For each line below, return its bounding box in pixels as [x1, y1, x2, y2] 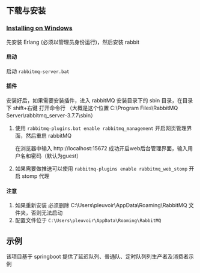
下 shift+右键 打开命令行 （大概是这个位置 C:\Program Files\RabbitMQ [6, 104, 178, 112]
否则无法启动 [31, 209, 63, 217]
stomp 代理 [22, 172, 50, 180]
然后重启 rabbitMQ [25, 132, 72, 139]
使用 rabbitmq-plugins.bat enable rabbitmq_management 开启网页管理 [14, 125, 187, 132]
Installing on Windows [6, 24, 73, 32]
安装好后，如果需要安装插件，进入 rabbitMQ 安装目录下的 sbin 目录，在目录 [6, 97, 193, 104]
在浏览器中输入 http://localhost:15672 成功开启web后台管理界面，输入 [14, 145, 188, 152]
